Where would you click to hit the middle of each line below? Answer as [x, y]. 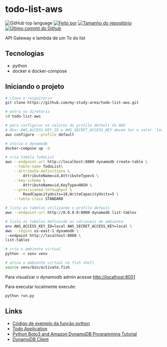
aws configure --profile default [40, 135]
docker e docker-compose [40, 71]
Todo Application [30, 329]
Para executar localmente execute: [41, 286]
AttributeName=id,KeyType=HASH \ [58, 185]
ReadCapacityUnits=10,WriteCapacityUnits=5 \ [71, 194]
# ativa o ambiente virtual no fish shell [50, 263]
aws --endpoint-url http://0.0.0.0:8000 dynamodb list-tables [71, 213]
